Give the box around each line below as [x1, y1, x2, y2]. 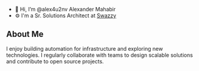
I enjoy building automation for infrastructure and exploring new [6, 45, 163, 52]
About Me [6, 29, 44, 39]
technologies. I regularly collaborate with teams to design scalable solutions [6, 51, 193, 58]
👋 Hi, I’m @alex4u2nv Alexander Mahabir [14, 6, 116, 13]
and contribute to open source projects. [6, 57, 104, 65]
